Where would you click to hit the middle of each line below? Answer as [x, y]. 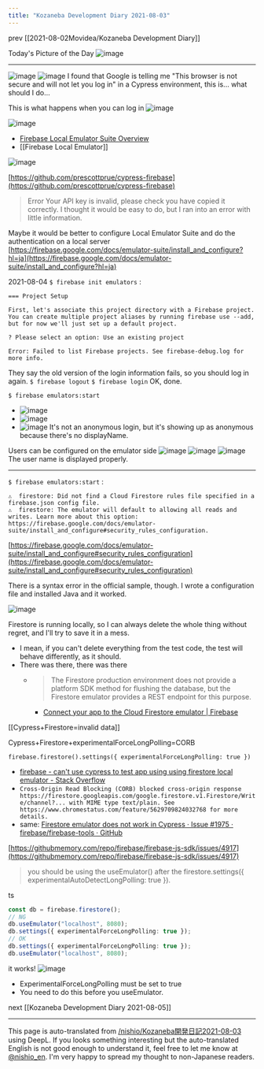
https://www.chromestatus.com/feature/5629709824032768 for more [128, 809]
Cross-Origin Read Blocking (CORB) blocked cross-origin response [130, 789]
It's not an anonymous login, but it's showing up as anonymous [152, 427]
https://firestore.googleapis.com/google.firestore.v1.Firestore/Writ [137, 796]
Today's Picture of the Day [51, 53]
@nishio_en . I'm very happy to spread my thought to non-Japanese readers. [132, 1056]
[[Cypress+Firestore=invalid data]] [64, 727]
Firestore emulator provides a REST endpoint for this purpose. [151, 696]
